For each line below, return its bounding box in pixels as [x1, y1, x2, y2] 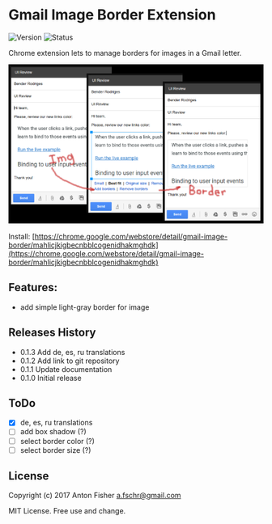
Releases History [8, 326, 96, 340]
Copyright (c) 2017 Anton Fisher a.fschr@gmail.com [8, 491, 181, 501]
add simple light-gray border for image [19, 302, 150, 312]
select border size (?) [19, 445, 91, 454]
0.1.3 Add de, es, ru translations [19, 347, 125, 357]
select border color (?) [19, 436, 96, 446]
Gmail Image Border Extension [8, 6, 216, 24]
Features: [8, 281, 58, 294]
